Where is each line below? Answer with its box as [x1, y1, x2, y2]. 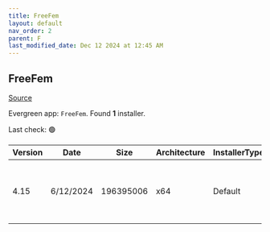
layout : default [8, 19, 63, 27]
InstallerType [212, 147, 264, 158]
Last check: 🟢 [8, 124, 56, 134]
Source [8, 93, 32, 102]
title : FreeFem [8, 11, 59, 20]
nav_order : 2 [8, 27, 52, 35]
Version [12, 147, 43, 158]
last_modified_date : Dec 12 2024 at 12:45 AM [8, 42, 163, 50]
